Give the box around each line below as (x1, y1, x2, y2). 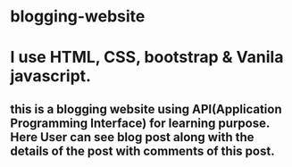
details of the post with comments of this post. (10, 143, 275, 158)
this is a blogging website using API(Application (10, 101, 282, 117)
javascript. (10, 66, 92, 87)
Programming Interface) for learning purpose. (10, 115, 271, 130)
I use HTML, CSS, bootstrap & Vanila (10, 47, 284, 68)
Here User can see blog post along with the (10, 129, 254, 145)
